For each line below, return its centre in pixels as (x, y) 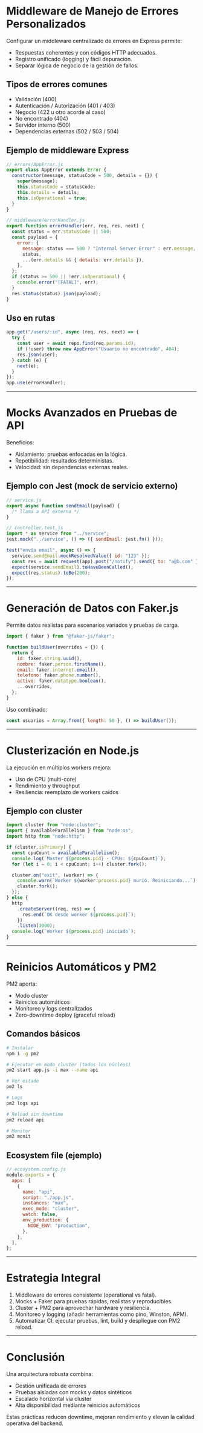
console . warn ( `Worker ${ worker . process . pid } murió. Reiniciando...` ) (107, 881)
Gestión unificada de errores (50, 1386)
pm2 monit (19, 1137)
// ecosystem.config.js (36, 1169)
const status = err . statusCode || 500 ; (62, 232)
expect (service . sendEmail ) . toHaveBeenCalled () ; (73, 567)
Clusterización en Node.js (72, 750)
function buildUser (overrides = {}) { (55, 647)
